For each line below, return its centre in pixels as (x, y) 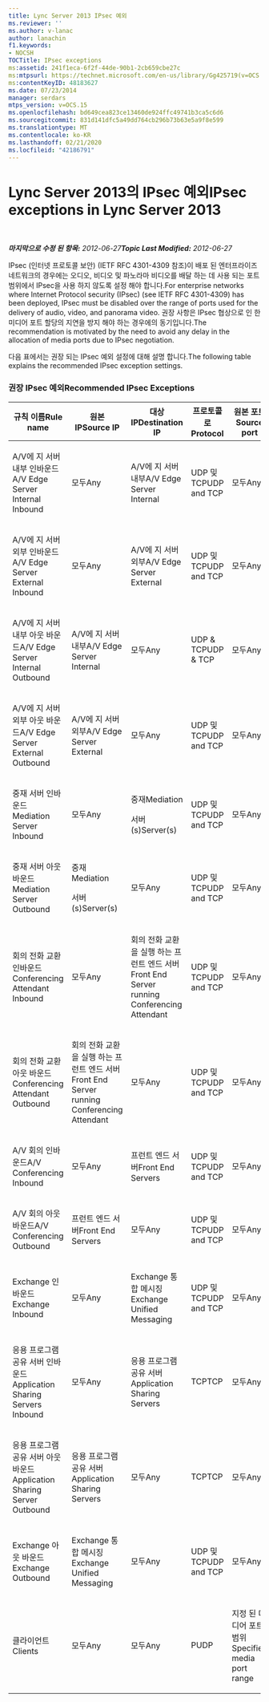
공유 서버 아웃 (37, 1457)
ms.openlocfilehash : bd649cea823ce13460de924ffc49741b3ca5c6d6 (116, 113)
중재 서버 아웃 (37, 866)
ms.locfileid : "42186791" (51, 150)
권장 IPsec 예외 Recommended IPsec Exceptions (101, 388)
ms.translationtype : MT (48, 128)
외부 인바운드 (36, 552)
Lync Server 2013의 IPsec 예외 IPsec (128, 192)
